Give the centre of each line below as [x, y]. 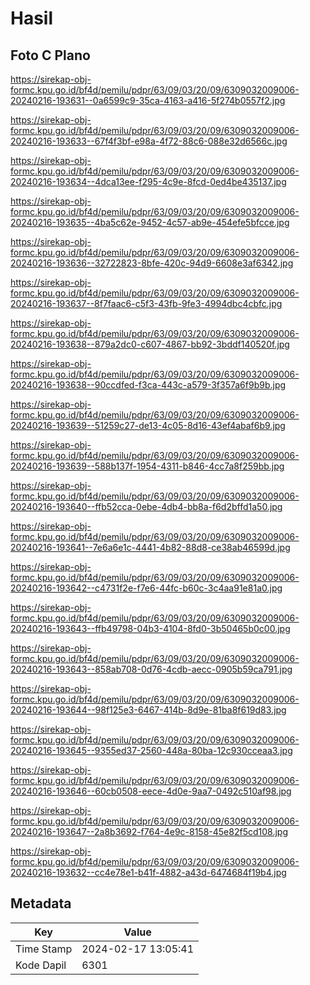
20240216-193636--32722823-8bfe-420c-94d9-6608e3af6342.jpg [152, 263]
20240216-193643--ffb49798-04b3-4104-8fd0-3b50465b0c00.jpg [150, 628]
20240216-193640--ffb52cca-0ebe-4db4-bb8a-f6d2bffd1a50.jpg [146, 506]
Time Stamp [44, 949]
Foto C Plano [50, 55]
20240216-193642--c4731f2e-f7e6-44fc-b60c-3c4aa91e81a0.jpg [146, 588]
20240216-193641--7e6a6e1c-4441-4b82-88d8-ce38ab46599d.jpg [150, 547]
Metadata [41, 903]
